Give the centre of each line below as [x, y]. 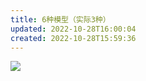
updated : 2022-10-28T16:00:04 [73, 29]
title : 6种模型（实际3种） [60, 19]
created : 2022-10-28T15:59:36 [73, 38]
